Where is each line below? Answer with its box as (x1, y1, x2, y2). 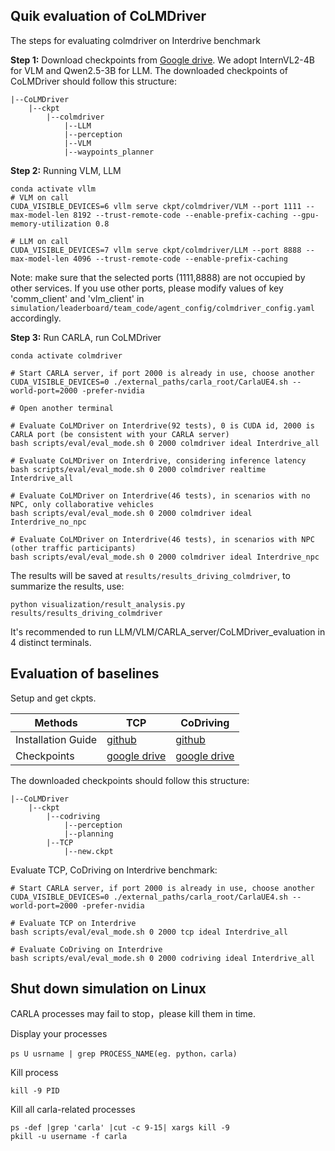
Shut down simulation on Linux (10, 980, 207, 998)
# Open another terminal (10, 403, 114, 413)
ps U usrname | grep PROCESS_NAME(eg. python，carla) (10, 1049, 238, 1059)
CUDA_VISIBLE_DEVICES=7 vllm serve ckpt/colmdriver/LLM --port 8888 (10, 245, 302, 255)
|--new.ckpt (63, 846, 114, 856)
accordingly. (10, 312, 62, 324)
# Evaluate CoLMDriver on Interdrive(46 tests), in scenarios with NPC (10, 534, 315, 544)
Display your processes (10, 1028, 108, 1040)
